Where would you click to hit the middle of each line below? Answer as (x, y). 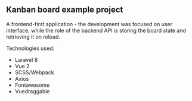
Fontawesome (32, 85)
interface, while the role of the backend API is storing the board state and (96, 30)
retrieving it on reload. (33, 37)
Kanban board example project (65, 10)
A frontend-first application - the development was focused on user (89, 24)
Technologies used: (30, 48)
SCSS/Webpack (35, 72)
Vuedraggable (32, 91)
